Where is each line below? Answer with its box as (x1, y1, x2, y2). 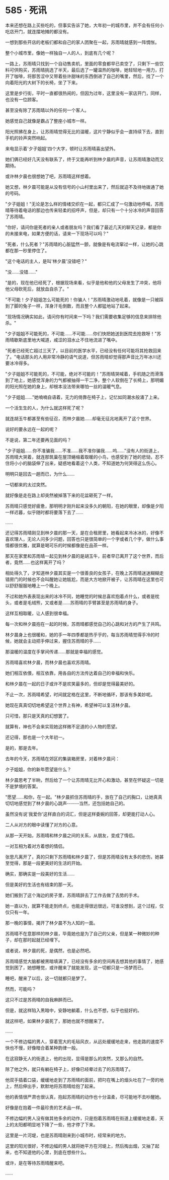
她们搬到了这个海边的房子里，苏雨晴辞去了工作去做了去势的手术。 (5, 892, 142, 898)
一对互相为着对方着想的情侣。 (5, 843, 67, 849)
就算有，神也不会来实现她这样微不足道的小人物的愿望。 (5, 723, 120, 729)
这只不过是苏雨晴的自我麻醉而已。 (5, 996, 76, 1002)
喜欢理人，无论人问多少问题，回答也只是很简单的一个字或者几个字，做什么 (5, 536, 159, 542)
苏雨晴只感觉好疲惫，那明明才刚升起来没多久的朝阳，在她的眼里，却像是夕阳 (5, 503, 164, 509)
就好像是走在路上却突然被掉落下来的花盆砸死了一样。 (5, 492, 116, 498)
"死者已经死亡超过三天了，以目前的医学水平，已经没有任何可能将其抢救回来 (5, 347, 162, 353)
